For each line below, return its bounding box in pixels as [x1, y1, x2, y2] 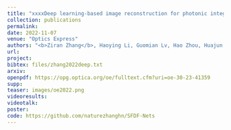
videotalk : [7, 100, 38, 107]
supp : [7, 80, 23, 87]
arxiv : [7, 67, 26, 74]
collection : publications [7, 17, 81, 23]
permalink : [7, 23, 38, 30]
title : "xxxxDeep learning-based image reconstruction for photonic [7, 10, 208, 17]
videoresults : [7, 94, 48, 100]
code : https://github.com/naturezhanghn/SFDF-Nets [7, 112, 155, 119]
